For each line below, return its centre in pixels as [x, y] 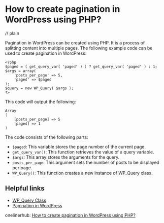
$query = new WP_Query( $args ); [39, 88]
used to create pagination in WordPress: [46, 53]
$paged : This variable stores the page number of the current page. [79, 147]
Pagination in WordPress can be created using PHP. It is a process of [75, 42]
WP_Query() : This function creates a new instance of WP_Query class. [82, 173]
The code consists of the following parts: [47, 137]
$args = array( [21, 71]
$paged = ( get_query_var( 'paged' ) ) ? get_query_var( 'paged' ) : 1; [81, 67]
